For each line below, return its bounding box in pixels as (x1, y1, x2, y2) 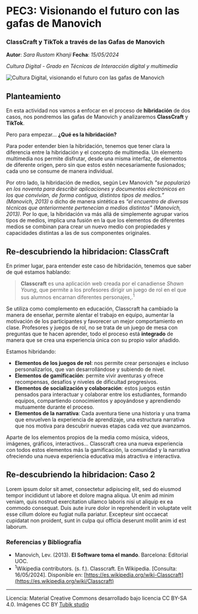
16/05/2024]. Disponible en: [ (14, 571, 87, 578)
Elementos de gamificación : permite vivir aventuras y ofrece (14, 371, 164, 379)
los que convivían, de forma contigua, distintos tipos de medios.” (6, 192, 164, 199)
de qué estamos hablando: (6, 269, 71, 276)
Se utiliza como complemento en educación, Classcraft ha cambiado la (6, 305, 179, 312)
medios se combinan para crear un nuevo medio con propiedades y (6, 223, 171, 230)
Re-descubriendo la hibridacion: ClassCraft (6, 247, 169, 257)
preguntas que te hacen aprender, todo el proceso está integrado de (6, 330, 174, 337)
